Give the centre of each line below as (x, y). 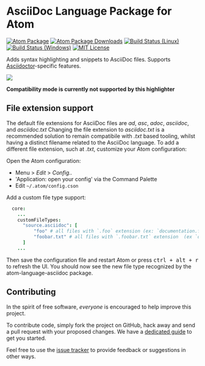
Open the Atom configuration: (44, 160)
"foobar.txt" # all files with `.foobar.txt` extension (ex (113, 237)
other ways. (21, 356)
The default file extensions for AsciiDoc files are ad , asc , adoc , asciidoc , (98, 123)
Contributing (31, 292)
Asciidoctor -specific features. (44, 66)
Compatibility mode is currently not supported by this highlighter (91, 89)
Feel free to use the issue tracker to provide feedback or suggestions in (96, 350)
